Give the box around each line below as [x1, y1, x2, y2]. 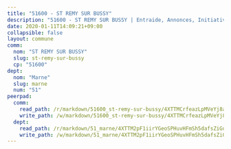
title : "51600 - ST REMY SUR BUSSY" [7, 10, 112, 17]
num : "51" [13, 87, 41, 93]
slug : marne [13, 80, 48, 87]
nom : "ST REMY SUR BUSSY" [13, 49, 88, 56]
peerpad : [7, 93, 32, 100]
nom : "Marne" [13, 73, 51, 81]
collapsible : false [7, 29, 63, 36]
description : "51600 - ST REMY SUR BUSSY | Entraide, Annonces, [7, 16, 195, 23]
